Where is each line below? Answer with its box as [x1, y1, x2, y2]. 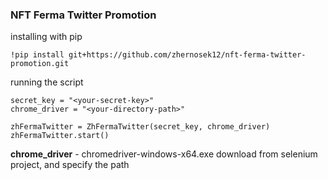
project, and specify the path [10, 159, 130, 171]
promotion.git [10, 59, 70, 69]
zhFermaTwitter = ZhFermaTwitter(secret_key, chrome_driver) [10, 122, 271, 132]
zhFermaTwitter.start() [10, 131, 110, 141]
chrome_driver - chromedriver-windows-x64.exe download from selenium [10, 148, 318, 160]
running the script [10, 76, 84, 88]
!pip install [10, 50, 65, 60]
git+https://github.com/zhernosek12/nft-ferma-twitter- [68, 50, 307, 60]
